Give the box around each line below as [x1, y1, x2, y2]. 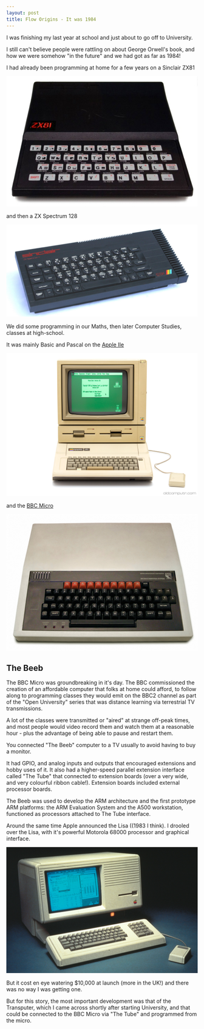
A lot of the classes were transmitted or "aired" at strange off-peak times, [6, 717, 190, 724]
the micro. [6, 1017, 32, 1024]
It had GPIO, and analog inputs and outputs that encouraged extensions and [6, 760, 196, 767]
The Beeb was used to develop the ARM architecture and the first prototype [6, 798, 196, 805]
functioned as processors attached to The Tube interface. [6, 810, 151, 818]
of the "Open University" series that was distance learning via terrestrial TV [6, 698, 195, 706]
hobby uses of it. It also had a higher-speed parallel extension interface [6, 766, 185, 773]
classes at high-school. [6, 329, 65, 336]
